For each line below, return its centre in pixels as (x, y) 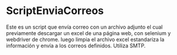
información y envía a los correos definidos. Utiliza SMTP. (76, 46)
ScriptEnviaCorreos (55, 11)
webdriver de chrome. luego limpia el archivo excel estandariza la (85, 39)
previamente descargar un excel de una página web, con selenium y (88, 33)
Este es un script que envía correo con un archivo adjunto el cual (84, 27)
